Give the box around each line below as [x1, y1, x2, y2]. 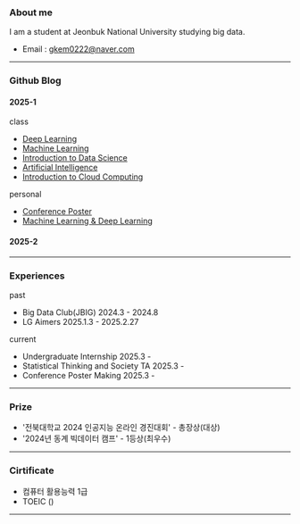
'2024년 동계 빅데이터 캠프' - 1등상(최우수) [21, 433, 171, 444]
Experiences [9, 270, 65, 282]
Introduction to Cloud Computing [21, 171, 144, 182]
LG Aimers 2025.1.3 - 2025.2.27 [21, 316, 139, 327]
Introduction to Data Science [21, 153, 128, 163]
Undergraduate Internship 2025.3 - [21, 351, 152, 362]
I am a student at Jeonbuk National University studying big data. [9, 27, 246, 37]
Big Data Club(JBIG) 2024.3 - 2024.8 [21, 306, 159, 318]
